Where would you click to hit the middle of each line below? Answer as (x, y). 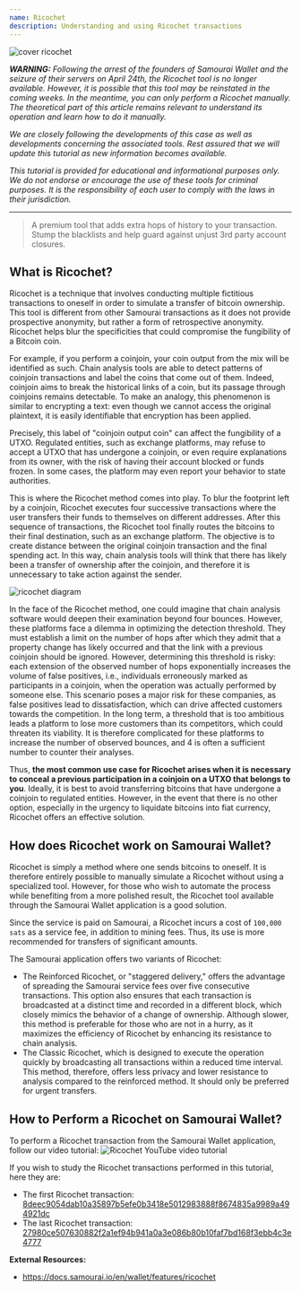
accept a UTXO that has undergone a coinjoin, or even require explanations (148, 452)
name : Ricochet (38, 17)
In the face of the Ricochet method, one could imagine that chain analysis (145, 609)
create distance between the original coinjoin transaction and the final (138, 546)
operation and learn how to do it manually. (88, 117)
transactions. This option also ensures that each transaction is (137, 996)
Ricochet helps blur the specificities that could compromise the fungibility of (150, 332)
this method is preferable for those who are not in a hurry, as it (138, 1025)
